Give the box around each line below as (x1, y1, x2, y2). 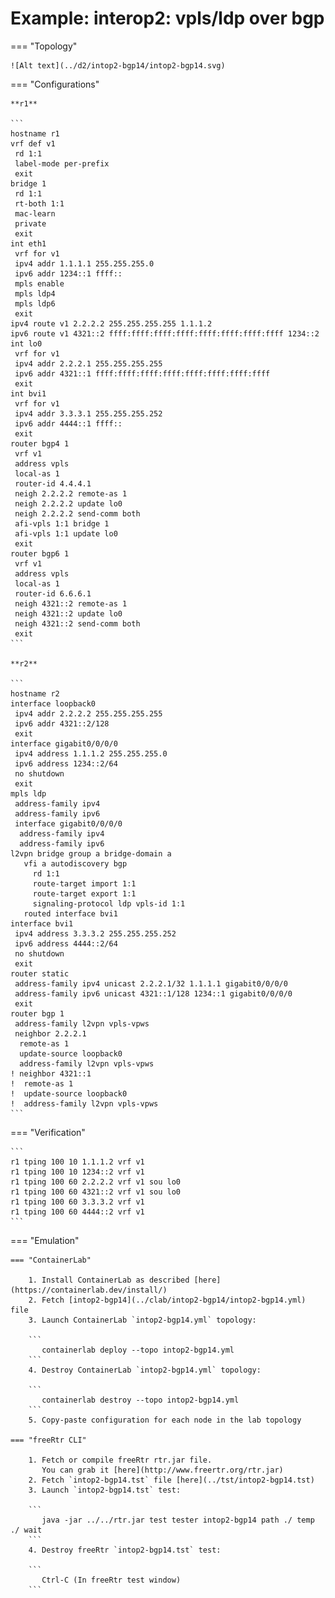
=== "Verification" (10, 1126, 86, 1138)
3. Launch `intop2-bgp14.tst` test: (28, 1485, 182, 1495)
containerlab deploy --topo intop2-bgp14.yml (41, 1345, 235, 1355)
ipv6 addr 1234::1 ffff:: (14, 268, 123, 279)
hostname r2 (10, 688, 60, 699)
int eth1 (10, 238, 47, 249)
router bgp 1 (10, 1008, 65, 1019)
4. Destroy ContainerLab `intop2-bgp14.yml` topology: (28, 1365, 262, 1375)
